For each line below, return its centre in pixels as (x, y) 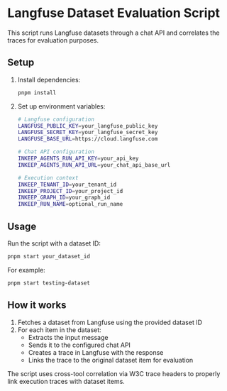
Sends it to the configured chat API (79, 345)
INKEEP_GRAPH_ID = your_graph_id (64, 198)
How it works (37, 305)
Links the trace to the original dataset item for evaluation (111, 360)
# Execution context (48, 178)
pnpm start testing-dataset (49, 283)
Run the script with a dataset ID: (54, 243)
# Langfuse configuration (56, 119)
